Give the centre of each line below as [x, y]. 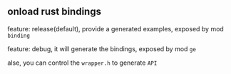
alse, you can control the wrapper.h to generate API [82, 63]
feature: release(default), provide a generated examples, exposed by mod [116, 28]
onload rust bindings [55, 12]
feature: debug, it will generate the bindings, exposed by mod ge [102, 48]
